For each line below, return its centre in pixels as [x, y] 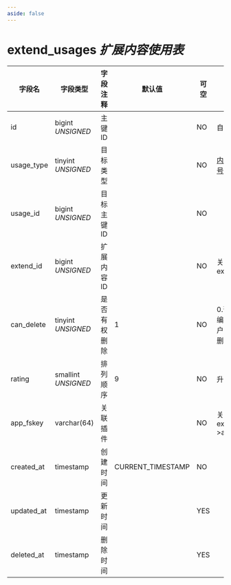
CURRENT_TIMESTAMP [152, 466]
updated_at [29, 510]
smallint [67, 375]
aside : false [26, 13]
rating [20, 379]
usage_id [25, 213]
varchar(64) [74, 423]
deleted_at [27, 555]
